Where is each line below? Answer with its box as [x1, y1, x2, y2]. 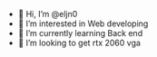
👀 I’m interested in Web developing [17, 18, 149, 29]
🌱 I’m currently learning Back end [17, 28, 143, 38]
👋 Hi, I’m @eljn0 [17, 9, 78, 19]
